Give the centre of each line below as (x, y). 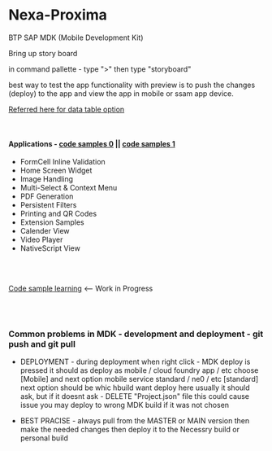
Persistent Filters (48, 205)
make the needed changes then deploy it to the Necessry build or (130, 430)
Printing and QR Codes (58, 214)
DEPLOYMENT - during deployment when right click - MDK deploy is (135, 362)
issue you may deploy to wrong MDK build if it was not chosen (125, 405)
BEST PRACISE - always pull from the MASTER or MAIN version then (135, 421)
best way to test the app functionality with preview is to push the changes (132, 85)
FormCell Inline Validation (63, 162)
